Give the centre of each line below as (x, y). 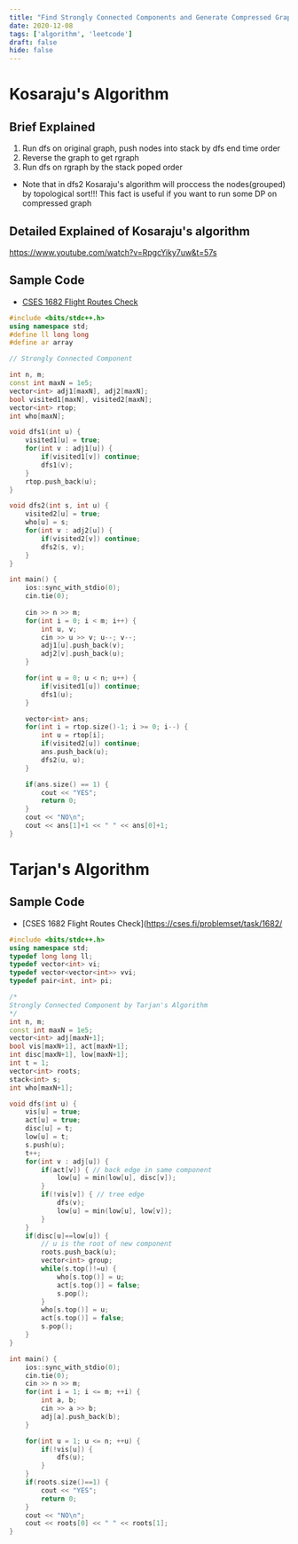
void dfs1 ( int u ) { (45, 432)
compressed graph (57, 203)
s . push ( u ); (45, 1145)
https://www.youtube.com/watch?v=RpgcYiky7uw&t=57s (113, 252)
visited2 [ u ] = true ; (63, 514)
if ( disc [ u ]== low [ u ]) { (67, 1236)
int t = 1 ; (29, 1063)
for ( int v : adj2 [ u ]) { (69, 531)
